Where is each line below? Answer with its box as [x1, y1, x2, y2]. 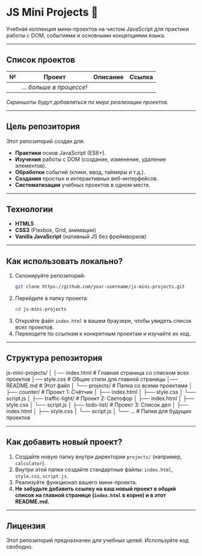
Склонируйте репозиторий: [14, 272, 85, 280]
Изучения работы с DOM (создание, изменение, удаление [14, 155, 167, 163]
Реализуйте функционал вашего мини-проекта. [14, 478, 137, 486]
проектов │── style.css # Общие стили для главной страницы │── [6, 375, 178, 383]
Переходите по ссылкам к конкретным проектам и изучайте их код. [14, 330, 191, 337]
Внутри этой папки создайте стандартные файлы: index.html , [14, 466, 173, 473]
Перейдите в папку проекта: [14, 295, 88, 302]
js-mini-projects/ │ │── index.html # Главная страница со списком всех [6, 369, 189, 376]
